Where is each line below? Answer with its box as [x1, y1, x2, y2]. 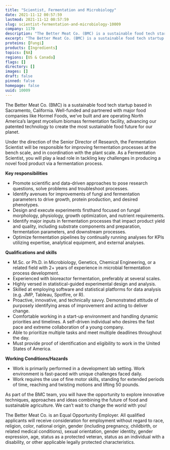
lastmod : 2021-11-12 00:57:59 [5, 17, 69, 22]
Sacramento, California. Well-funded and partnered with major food [5, 107, 146, 113]
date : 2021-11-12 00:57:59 [5, 12, 62, 17]
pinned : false [5, 78, 35, 83]
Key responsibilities [5, 170, 48, 176]
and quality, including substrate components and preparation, [12, 223, 141, 229]
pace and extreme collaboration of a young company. [12, 324, 124, 330]
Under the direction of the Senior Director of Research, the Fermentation [5, 138, 156, 145]
